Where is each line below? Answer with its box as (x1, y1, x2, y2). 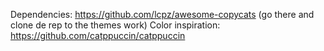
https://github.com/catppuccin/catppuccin (10, 30, 186, 41)
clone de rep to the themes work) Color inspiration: (10, 19, 221, 31)
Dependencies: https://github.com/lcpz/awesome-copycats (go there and (10, 9, 315, 20)
